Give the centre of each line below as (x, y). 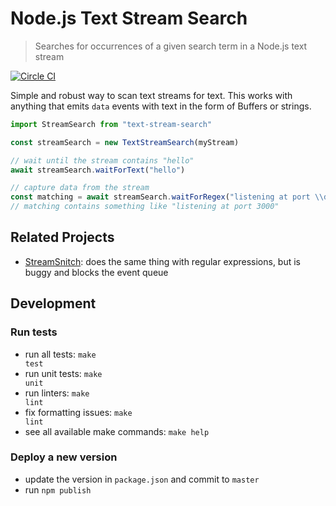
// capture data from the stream (80, 188)
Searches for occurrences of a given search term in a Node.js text (171, 46)
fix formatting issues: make (78, 412)
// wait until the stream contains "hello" (102, 160)
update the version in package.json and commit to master (142, 479)
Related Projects (62, 237)
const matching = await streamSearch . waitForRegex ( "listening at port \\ (167, 197)
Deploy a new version (64, 457)
